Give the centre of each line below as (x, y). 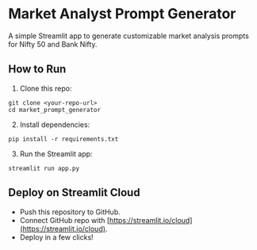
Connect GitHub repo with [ (65, 220)
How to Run (37, 69)
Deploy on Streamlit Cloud (74, 192)
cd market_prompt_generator (55, 110)
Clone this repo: (46, 88)
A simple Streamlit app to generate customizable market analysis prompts (129, 36)
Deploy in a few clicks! (56, 237)
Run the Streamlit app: (56, 154)
